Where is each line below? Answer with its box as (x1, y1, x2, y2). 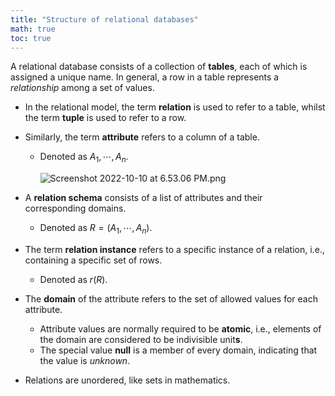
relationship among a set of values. (10, 82, 155, 94)
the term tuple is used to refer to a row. (24, 112, 187, 124)
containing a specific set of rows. (24, 254, 163, 266)
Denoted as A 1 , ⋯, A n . (39, 151, 129, 165)
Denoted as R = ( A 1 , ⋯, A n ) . (39, 222, 153, 236)
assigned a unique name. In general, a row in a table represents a (10, 71, 280, 83)
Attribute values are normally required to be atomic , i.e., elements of (39, 322, 322, 335)
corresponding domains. (24, 202, 127, 215)
